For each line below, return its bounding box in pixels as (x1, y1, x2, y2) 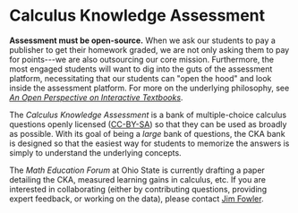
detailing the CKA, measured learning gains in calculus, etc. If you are (9, 174, 267, 184)
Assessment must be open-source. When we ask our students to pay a (9, 35, 276, 46)
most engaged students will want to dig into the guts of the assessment (9, 64, 273, 74)
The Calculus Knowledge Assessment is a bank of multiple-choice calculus (9, 109, 287, 120)
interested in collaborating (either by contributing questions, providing (9, 183, 268, 194)
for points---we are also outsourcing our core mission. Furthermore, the (9, 54, 275, 64)
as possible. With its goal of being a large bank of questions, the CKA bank (9, 128, 285, 139)
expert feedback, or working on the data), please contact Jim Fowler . (9, 193, 264, 204)
